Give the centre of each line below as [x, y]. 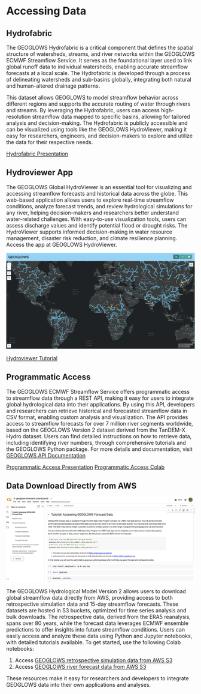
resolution [19, 116]
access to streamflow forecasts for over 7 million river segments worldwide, [100, 423]
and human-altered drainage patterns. [53, 86]
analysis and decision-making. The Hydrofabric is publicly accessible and [97, 123]
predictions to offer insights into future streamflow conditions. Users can [96, 630]
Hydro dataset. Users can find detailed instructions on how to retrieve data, [99, 436]
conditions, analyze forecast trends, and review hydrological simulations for [99, 206]
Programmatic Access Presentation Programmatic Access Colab [86, 467]
